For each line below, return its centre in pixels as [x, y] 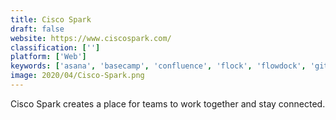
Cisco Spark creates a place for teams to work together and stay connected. [168, 103]
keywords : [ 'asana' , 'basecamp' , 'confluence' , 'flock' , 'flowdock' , [158, 66]
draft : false [37, 29]
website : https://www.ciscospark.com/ [91, 38]
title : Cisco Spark [51, 19]
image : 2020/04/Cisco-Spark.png [77, 76]
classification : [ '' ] [55, 47]
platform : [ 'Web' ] [48, 57]
